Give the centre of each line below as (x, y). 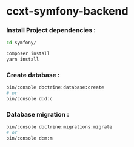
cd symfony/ (21, 43)
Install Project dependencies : (51, 30)
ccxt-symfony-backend (67, 11)
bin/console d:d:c (29, 99)
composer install (28, 54)
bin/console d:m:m (29, 138)
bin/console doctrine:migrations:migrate (59, 127)
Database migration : (38, 114)
